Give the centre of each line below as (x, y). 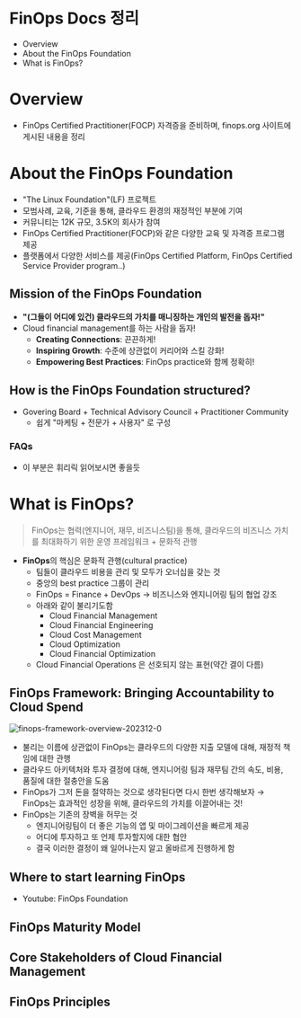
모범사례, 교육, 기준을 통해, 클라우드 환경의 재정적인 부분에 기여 (133, 210)
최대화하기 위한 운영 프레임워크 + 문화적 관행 (119, 541)
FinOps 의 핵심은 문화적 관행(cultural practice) (105, 560)
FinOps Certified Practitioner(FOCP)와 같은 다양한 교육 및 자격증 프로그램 (153, 233)
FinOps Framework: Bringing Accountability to (142, 693)
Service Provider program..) (74, 265)
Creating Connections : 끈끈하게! (96, 339)
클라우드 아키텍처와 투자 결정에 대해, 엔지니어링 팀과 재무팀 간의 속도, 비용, (153, 770)
